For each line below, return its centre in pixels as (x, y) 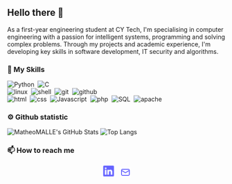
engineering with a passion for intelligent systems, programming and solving (116, 37)
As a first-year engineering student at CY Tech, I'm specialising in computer (115, 29)
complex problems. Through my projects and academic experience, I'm (109, 44)
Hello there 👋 (36, 13)
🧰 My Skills (26, 69)
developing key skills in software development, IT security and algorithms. (113, 51)
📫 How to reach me (41, 151)
